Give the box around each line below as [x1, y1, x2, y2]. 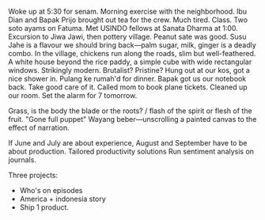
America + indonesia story [19, 194, 107, 203]
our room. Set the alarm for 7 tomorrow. [8, 91, 138, 100]
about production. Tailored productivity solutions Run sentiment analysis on [8, 146, 255, 156]
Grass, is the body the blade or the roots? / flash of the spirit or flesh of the [8, 106, 252, 116]
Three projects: [8, 170, 59, 180]
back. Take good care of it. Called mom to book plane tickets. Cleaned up [8, 82, 248, 92]
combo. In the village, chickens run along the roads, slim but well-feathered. [8, 49, 256, 58]
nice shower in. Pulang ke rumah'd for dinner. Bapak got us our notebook [8, 74, 247, 83]
